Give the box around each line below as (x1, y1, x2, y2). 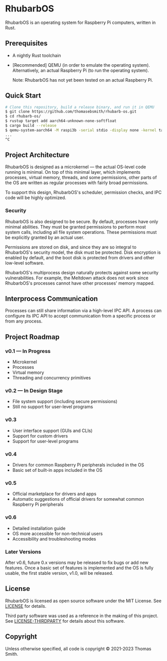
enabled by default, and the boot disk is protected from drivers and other (5, 254, 155, 260)
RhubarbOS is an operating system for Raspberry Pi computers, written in (5, 19, 156, 25)
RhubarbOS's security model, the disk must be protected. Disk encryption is (5, 249, 161, 255)
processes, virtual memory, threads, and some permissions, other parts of (5, 175, 157, 181)
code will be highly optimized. (5, 195, 66, 201)
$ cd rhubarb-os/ (5, 114, 41, 119)
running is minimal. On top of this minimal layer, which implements (5, 169, 141, 175)
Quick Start (5, 92, 41, 100)
